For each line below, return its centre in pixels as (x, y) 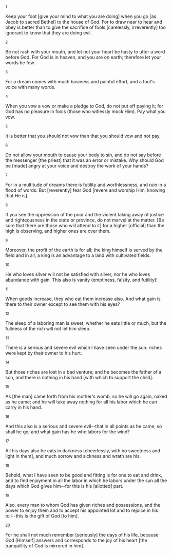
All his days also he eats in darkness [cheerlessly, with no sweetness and (83, 451)
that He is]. (17, 196)
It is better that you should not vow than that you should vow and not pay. (83, 136)
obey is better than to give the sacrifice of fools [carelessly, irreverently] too (85, 27)
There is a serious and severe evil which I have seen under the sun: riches (84, 347)
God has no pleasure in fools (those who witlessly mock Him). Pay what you (85, 112)
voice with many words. (30, 87)
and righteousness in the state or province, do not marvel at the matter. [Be (85, 220)
